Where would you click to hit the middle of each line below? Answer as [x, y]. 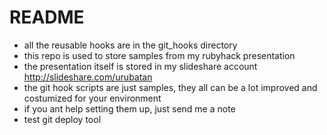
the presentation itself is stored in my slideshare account [140, 66]
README [47, 17]
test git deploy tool [62, 119]
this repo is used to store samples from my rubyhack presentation [159, 55]
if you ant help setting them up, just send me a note [129, 108]
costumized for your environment [92, 98]
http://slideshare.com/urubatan [88, 77]
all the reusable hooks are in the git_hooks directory [130, 45]
